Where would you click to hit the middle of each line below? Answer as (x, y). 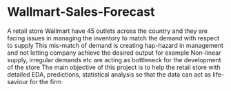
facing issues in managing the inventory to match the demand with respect (113, 38)
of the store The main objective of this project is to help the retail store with (114, 67)
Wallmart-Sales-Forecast (81, 12)
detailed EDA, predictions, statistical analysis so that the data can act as (109, 74)
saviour (18, 81)
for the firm (46, 81)
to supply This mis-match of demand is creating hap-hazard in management (115, 45)
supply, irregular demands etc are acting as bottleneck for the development (114, 60)
